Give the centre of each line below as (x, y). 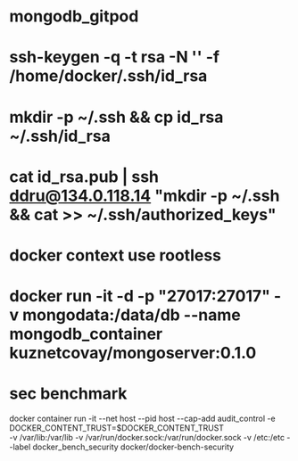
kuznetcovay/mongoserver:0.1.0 (133, 353)
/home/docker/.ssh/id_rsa (108, 76)
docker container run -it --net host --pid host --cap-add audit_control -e (142, 419)
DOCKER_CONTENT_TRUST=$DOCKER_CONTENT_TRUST (117, 428)
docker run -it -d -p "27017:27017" (140, 296)
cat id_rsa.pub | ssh (84, 177)
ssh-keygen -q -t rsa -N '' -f (115, 58)
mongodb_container (86, 334)
